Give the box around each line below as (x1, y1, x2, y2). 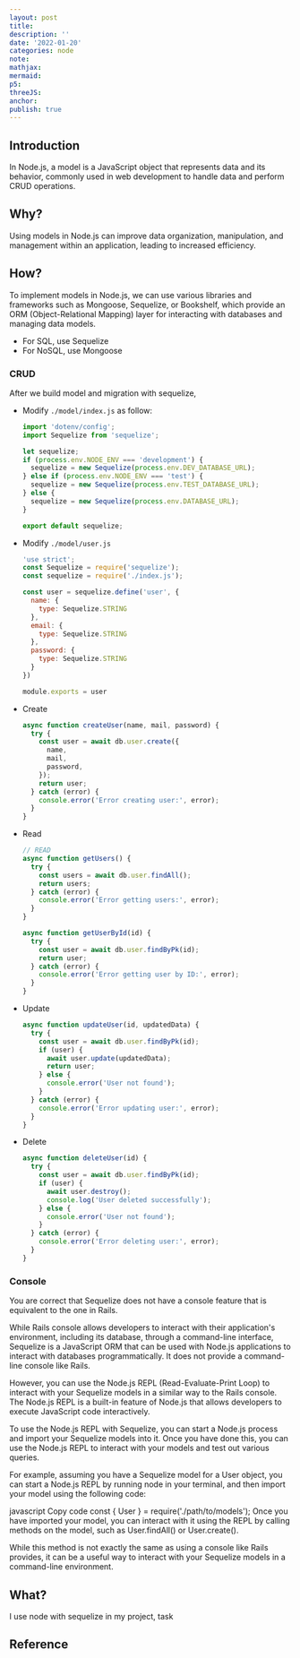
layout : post (9, 13, 58, 22)
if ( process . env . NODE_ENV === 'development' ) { (21, 455, 204, 464)
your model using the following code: (9, 1489, 146, 1499)
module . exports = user (21, 687, 107, 696)
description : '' (9, 30, 70, 39)
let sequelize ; (21, 447, 80, 456)
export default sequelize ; (21, 521, 124, 530)
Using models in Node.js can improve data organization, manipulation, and (9, 230, 284, 241)
